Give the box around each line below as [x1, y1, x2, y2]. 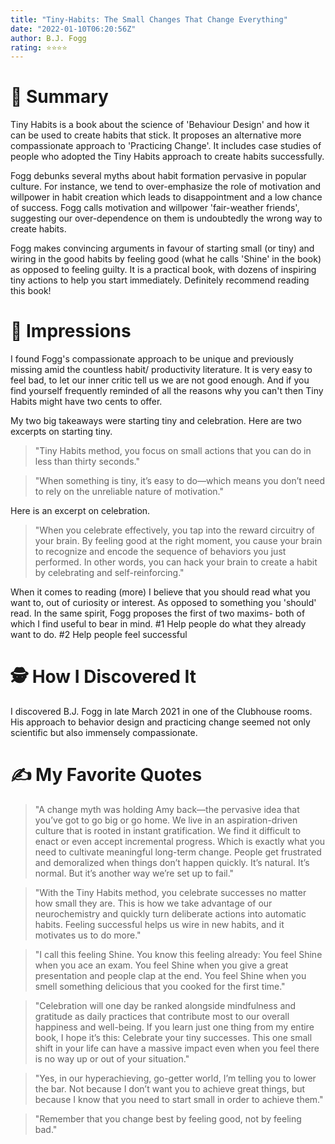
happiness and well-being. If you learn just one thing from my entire [34, 1021, 315, 1033]
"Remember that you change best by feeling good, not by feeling [34, 1113, 302, 1125]
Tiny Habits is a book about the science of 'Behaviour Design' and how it [10, 119, 310, 131]
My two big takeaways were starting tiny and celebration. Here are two [10, 415, 302, 427]
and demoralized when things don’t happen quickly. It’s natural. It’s [34, 857, 310, 868]
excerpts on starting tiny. [10, 426, 113, 438]
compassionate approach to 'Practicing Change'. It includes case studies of [10, 140, 322, 152]
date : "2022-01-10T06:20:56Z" [10, 24, 137, 34]
